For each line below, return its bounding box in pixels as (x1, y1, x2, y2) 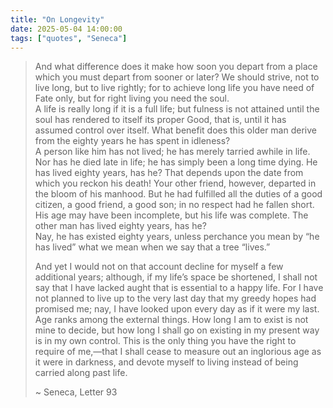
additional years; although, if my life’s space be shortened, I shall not (34, 271, 318, 283)
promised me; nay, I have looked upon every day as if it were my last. (34, 303, 320, 315)
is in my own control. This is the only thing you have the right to (34, 335, 297, 347)
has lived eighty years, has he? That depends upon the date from (34, 167, 304, 179)
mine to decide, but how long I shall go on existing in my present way (34, 324, 320, 336)
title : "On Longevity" (10, 14, 105, 25)
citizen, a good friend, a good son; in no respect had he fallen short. (34, 199, 315, 211)
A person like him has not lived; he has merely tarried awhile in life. (34, 146, 311, 158)
